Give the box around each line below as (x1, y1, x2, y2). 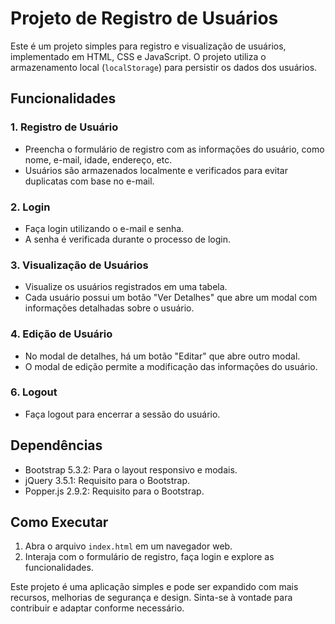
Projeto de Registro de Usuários (10, 7, 279, 30)
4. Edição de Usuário (10, 327, 113, 341)
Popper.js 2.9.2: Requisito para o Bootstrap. (24, 485, 205, 497)
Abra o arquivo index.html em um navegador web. (24, 540, 233, 552)
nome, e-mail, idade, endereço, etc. (24, 153, 173, 166)
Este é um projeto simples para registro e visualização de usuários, (10, 40, 287, 52)
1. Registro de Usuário (10, 120, 119, 134)
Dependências (10, 437, 103, 454)
